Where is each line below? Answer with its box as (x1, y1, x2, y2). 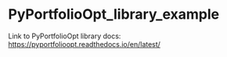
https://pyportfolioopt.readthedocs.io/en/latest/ (8, 39, 160, 48)
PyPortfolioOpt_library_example (8, 5, 220, 23)
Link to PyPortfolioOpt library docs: (8, 31, 121, 41)
